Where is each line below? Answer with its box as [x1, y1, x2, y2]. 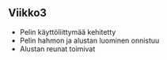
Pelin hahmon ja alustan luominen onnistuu [19, 36, 160, 45]
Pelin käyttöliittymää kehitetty [19, 27, 116, 36]
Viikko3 [8, 6, 47, 20]
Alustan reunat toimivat [19, 43, 96, 54]
